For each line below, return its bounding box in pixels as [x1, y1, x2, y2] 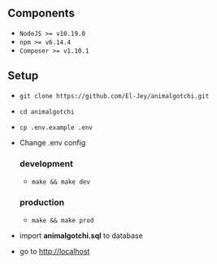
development [19, 158, 74, 169]
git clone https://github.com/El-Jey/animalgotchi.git [19, 92, 210, 100]
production [19, 197, 65, 208]
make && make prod [31, 217, 94, 225]
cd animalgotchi [19, 107, 75, 116]
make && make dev [31, 178, 91, 186]
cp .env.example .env [19, 123, 93, 132]
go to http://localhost [19, 247, 90, 257]
